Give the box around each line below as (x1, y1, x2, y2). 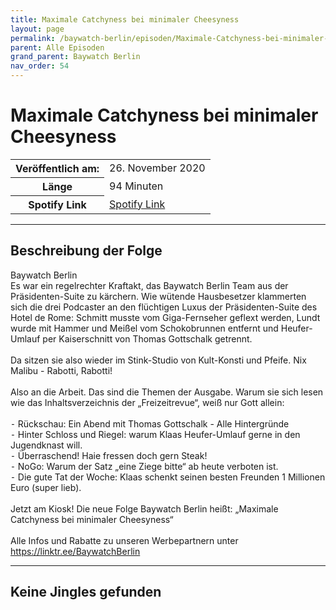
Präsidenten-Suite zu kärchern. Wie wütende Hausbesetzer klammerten (10, 290, 307, 302)
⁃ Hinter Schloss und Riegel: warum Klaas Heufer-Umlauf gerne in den (10, 428, 301, 440)
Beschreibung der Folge (10, 242, 163, 260)
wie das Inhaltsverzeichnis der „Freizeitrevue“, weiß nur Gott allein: (10, 396, 285, 408)
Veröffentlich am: (15, 161, 100, 175)
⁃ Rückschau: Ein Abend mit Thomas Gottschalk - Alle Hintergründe (10, 417, 290, 430)
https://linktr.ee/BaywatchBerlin (10, 545, 141, 557)
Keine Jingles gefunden (10, 584, 162, 601)
